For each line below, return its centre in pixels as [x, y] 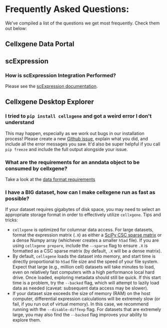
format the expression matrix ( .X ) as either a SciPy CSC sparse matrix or [87, 235]
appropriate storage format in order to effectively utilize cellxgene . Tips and [83, 215]
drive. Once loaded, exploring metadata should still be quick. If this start [86, 277]
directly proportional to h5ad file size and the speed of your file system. [85, 261]
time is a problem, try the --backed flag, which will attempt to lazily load [86, 283]
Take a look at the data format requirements [50, 179]
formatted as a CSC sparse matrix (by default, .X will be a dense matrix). [87, 251]
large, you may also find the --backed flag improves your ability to [80, 315]
